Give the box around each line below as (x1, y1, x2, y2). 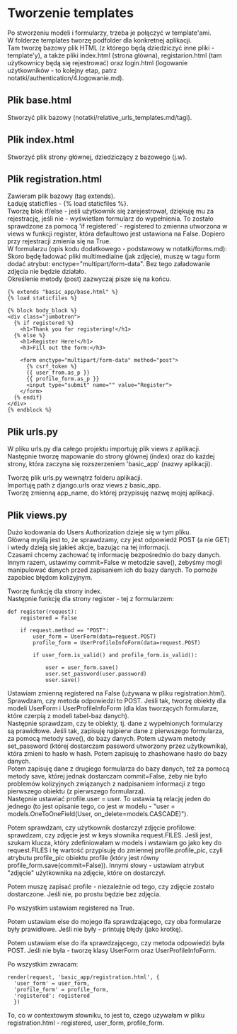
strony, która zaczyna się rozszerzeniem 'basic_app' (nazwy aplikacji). (7, 460, 213, 468)
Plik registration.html (7, 172, 103, 185)
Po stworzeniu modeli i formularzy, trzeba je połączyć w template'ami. (7, 28, 212, 37)
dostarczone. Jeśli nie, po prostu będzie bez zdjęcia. (7, 890, 161, 898)
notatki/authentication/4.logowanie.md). (7, 73, 125, 82)
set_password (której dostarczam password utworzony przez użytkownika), (7, 742, 229, 750)
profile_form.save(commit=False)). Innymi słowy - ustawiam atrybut (7, 861, 204, 869)
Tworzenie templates (7, 5, 134, 21)
